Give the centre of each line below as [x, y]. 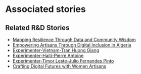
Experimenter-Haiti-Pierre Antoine [48, 55]
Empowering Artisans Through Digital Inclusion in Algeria [72, 45]
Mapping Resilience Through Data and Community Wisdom [74, 39]
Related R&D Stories [37, 28]
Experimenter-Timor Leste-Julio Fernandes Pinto [63, 61]
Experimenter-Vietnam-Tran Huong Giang [56, 50]
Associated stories [45, 9]
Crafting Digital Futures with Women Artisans [59, 66]
